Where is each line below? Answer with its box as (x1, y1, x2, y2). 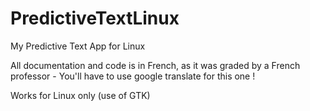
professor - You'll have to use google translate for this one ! (10, 70, 256, 82)
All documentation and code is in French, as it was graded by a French (10, 59, 301, 71)
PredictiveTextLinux (10, 7, 180, 30)
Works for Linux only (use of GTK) (10, 89, 151, 101)
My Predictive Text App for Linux (10, 40, 146, 52)
